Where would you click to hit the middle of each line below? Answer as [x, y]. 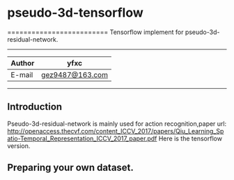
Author [23, 63]
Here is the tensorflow [190, 138]
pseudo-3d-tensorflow [76, 13]
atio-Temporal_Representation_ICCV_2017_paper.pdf [82, 138]
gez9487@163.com [75, 74]
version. [19, 146]
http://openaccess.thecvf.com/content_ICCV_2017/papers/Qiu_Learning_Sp [116, 131]
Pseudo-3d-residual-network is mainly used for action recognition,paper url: [117, 124]
